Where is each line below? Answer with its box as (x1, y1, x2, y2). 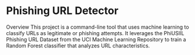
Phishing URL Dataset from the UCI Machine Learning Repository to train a (6, 36, 186, 43)
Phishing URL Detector (6, 4, 119, 18)
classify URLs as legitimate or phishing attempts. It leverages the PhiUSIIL (6, 29, 184, 36)
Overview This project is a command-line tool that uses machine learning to (6, 23, 189, 30)
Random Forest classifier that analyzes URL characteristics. (6, 42, 150, 49)
